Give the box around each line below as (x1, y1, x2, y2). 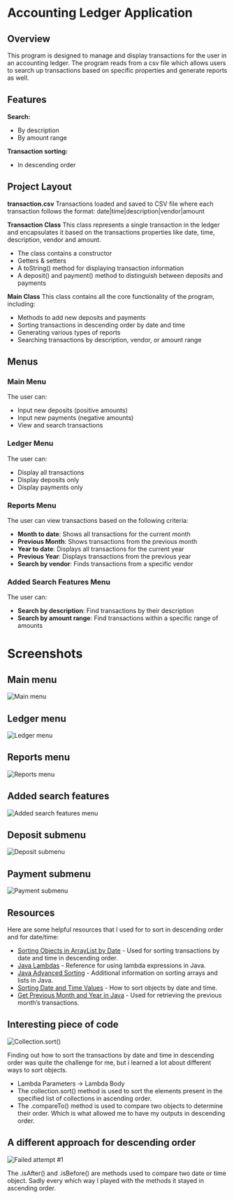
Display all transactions (17, 468, 85, 477)
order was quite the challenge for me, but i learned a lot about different (7, 1058, 212, 1067)
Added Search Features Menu (7, 577, 110, 587)
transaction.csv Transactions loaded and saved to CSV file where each (7, 199, 214, 208)
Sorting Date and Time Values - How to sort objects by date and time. (17, 983, 218, 992)
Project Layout (7, 181, 72, 193)
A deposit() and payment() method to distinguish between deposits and (17, 271, 224, 279)
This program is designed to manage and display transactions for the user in (7, 51, 227, 59)
